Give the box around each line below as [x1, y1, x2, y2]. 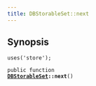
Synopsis [7, 36, 49, 48]
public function [7, 67, 55, 74]
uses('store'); [7, 55, 52, 62]
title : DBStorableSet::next [7, 10, 90, 17]
